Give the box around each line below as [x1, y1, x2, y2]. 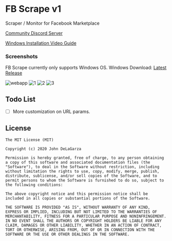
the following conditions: [5, 182, 63, 188]
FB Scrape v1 [5, 3, 62, 15]
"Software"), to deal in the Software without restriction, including [5, 164, 160, 170]
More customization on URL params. [12, 108, 90, 115]
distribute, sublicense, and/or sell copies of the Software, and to [5, 173, 158, 178]
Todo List [5, 95, 36, 103]
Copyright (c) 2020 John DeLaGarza [5, 146, 82, 152]
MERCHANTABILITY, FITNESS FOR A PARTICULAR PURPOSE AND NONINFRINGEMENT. [5, 214, 167, 219]
